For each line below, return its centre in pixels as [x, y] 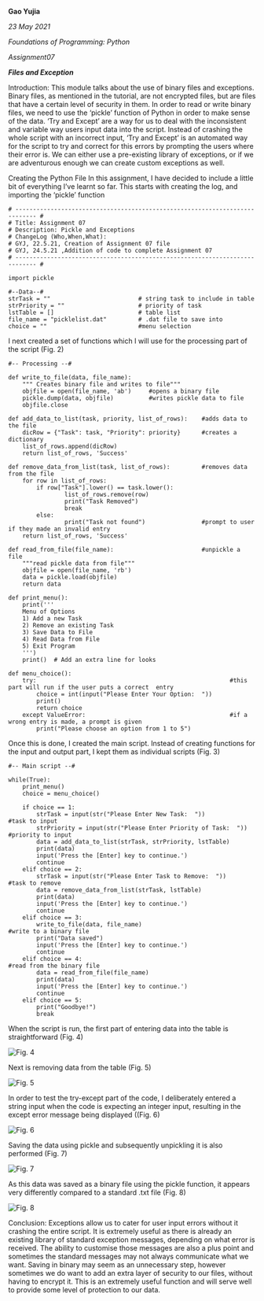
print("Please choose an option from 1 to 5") [114, 729]
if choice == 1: [49, 808]
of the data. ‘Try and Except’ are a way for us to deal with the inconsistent [127, 121]
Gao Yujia [24, 11]
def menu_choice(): [40, 674]
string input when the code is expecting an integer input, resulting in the [125, 1106]
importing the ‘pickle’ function [57, 195]
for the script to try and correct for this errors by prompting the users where [131, 146]
